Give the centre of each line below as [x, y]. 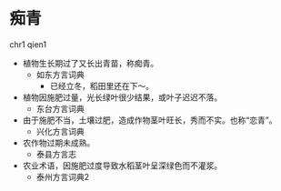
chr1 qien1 [28, 44]
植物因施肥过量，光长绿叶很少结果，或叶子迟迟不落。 [122, 97]
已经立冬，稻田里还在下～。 [102, 85]
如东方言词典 [60, 75]
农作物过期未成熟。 [59, 143]
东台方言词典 [60, 108]
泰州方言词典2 [63, 176]
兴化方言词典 [60, 131]
